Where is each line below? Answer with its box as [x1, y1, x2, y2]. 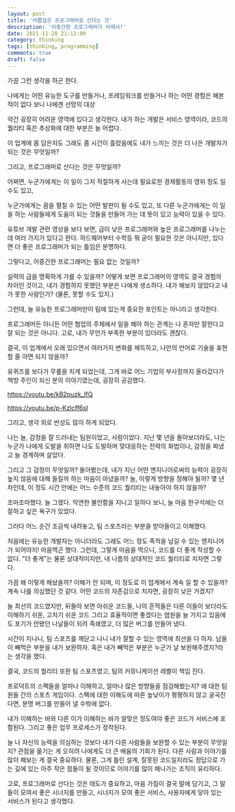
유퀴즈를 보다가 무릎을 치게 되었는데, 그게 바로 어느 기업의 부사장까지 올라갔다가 [7, 367, 224, 375]
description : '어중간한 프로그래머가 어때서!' [7, 23, 127, 30]
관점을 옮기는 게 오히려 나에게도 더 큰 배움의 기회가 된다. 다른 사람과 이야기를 [17, 747, 227, 755]
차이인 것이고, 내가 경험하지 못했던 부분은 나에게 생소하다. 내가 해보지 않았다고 [7, 281, 221, 289]
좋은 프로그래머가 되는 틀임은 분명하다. [22, 242, 128, 250]
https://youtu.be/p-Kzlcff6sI [7, 404, 88, 412]
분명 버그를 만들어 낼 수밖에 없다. [22, 699, 112, 707]
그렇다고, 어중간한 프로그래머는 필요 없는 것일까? [7, 257, 140, 266]
